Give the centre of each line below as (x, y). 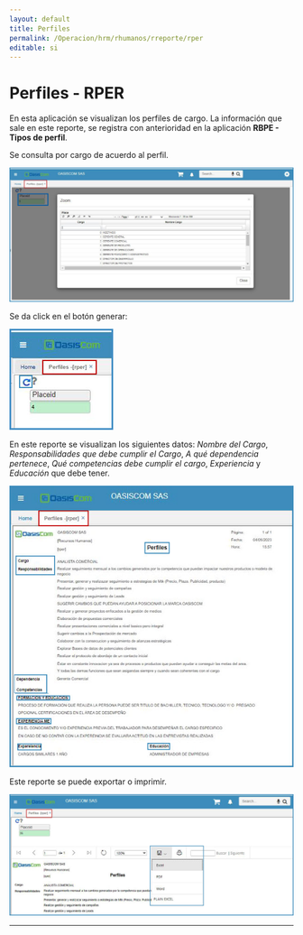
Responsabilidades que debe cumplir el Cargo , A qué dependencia (134, 454)
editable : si (34, 48)
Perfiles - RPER (67, 93)
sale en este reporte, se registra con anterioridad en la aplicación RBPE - (144, 128)
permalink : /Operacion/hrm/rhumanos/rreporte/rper (106, 38)
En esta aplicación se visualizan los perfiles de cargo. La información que (146, 118)
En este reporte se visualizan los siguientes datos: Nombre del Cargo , (139, 444)
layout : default (40, 19)
